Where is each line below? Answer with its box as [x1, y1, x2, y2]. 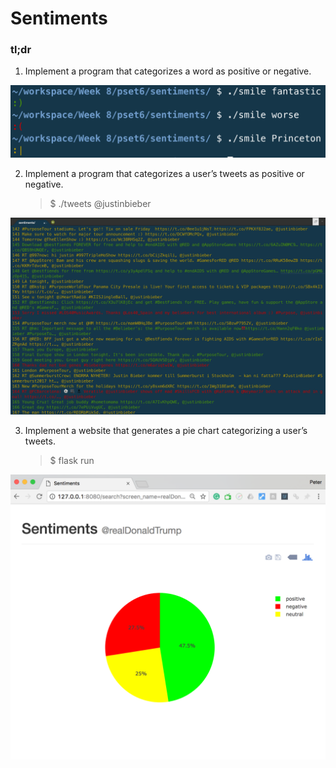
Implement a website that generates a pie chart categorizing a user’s [24, 425, 308, 437]
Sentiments [10, 7, 108, 30]
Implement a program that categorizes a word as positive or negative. [24, 65, 312, 77]
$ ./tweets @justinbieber [49, 198, 152, 210]
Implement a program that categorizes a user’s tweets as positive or [24, 168, 305, 180]
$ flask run [49, 455, 95, 467]
